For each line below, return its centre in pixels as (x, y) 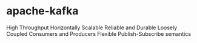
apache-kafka (42, 11)
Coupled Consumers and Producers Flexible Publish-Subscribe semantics (99, 33)
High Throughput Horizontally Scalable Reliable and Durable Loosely (92, 27)
